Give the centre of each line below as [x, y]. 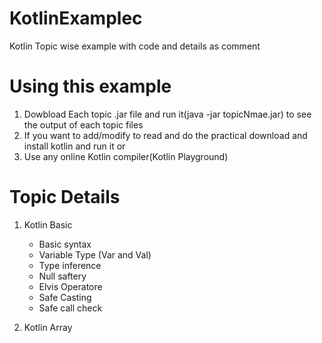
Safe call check [70, 308]
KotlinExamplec [76, 18]
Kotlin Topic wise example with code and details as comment [135, 46]
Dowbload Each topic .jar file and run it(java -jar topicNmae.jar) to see [167, 114]
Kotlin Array [48, 327]
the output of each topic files [83, 124]
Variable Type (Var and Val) [95, 254]
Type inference [70, 265]
